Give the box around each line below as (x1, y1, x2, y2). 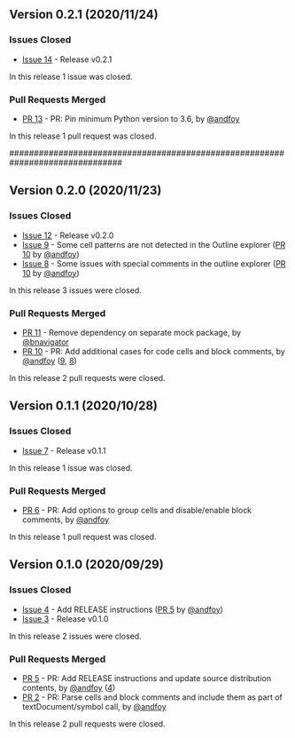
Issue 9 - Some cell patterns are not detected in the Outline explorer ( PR (21, 239, 286, 250)
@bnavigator (21, 337, 69, 347)
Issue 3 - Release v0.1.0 (21, 613, 109, 624)
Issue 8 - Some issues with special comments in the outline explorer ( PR (21, 258, 286, 269)
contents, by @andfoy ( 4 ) (21, 682, 116, 693)
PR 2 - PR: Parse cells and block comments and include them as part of (21, 692, 283, 702)
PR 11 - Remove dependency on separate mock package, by (21, 327, 242, 337)
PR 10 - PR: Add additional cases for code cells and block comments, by (21, 345, 285, 356)
